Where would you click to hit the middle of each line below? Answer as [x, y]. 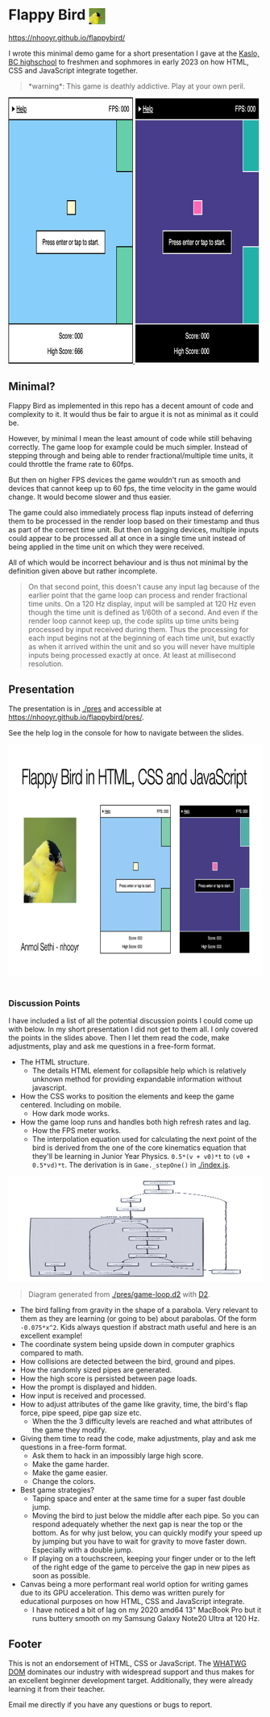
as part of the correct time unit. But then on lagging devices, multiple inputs [134, 530]
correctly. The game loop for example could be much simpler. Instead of [128, 447]
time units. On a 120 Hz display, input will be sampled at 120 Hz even [142, 604]
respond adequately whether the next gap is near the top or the [137, 1524]
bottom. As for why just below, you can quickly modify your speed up [147, 1533]
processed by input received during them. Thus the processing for [138, 630]
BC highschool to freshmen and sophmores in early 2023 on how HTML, [129, 62]
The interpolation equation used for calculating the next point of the [144, 1140]
